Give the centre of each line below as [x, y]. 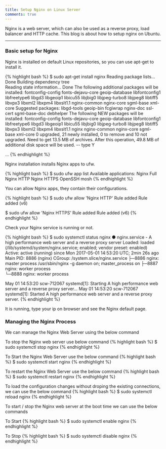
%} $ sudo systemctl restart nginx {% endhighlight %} [60, 377]
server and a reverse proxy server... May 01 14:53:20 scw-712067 [72, 288]
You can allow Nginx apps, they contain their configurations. [66, 188]
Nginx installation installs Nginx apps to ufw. [50, 164]
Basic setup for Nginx [32, 51]
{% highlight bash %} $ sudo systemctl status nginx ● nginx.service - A [79, 237]
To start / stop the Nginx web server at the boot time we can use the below [81, 407]
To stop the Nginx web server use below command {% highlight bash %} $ [81, 342]
